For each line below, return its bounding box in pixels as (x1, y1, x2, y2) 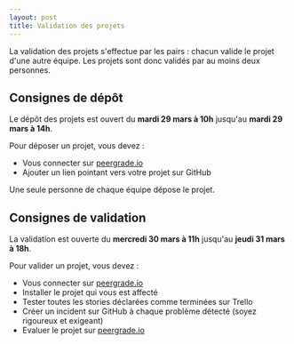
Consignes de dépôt (9, 90, 123, 105)
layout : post (9, 12, 58, 22)
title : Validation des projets (9, 21, 125, 30)
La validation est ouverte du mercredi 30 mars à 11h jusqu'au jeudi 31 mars (9, 234, 286, 244)
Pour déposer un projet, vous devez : (9, 140, 145, 151)
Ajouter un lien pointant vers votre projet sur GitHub (21, 167, 211, 178)
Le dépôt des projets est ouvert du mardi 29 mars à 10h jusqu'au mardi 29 (9, 114, 282, 124)
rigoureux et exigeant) (21, 316, 104, 326)
